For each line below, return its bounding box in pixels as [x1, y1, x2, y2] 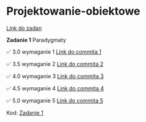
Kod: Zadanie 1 [6, 109, 44, 117]
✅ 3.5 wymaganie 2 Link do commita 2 [6, 60, 104, 68]
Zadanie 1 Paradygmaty [6, 36, 67, 43]
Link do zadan [6, 24, 42, 32]
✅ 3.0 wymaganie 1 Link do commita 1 [6, 48, 102, 56]
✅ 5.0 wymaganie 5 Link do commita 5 [6, 96, 104, 104]
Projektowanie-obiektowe [6, 4, 141, 18]
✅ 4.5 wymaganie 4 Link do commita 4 [6, 84, 104, 92]
